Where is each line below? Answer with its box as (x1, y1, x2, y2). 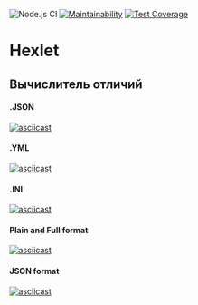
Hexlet (9, 41, 60, 61)
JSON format (9, 265, 60, 276)
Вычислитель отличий (9, 76, 143, 92)
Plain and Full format (9, 224, 89, 235)
